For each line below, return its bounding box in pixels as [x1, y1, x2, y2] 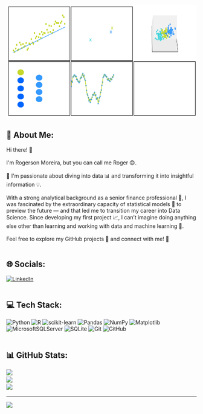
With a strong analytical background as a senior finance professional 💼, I [6, 194, 187, 201]
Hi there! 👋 [6, 146, 33, 153]
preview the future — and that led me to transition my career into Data [6, 207, 181, 214]
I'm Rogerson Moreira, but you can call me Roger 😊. [6, 159, 137, 166]
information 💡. [6, 181, 42, 188]
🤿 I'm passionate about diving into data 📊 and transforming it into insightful [6, 172, 194, 180]
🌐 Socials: [6, 259, 46, 270]
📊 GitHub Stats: [6, 350, 68, 360]
